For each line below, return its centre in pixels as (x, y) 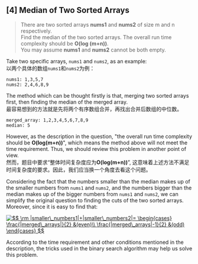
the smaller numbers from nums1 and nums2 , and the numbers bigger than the (99, 188)
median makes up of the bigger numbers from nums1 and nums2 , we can (92, 194)
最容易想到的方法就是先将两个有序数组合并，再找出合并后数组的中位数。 (94, 109)
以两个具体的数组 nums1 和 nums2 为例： (51, 68)
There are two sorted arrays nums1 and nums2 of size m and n (98, 24)
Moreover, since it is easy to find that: (52, 207)
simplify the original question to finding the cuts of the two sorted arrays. (95, 200)
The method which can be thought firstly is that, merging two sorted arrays (98, 95)
